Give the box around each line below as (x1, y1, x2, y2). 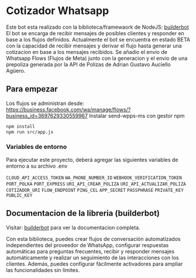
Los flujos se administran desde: (6, 100, 85, 107)
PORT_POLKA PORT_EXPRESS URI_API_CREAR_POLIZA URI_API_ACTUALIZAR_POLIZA (6, 181, 186, 187)
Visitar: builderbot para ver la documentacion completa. (6, 224, 140, 231)
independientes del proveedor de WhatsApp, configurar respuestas (6, 242, 169, 249)
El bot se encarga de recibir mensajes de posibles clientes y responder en (6, 29, 184, 36)
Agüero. (6, 67, 26, 74)
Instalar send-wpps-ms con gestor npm (88, 112, 185, 119)
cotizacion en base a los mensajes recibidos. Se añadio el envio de (6, 48, 168, 55)
